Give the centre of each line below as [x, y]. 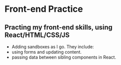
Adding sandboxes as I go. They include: [53, 47]
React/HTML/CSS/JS [37, 35]
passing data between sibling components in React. [64, 57]
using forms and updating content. [47, 52]
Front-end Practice [44, 9]
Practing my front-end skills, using [59, 27]
